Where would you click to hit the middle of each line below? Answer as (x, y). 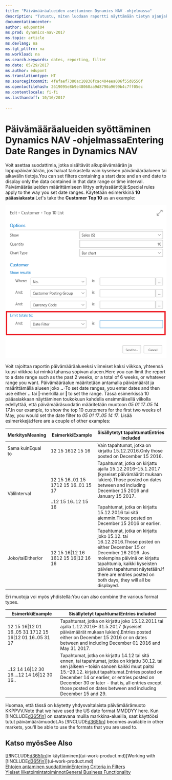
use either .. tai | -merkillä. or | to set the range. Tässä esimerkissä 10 (77, 394)
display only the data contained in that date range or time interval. (75, 182)
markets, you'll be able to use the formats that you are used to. (71, 727)
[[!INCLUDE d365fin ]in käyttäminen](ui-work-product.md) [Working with (80, 755)
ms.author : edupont (26, 70)
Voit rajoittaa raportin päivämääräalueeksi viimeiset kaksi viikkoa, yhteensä (84, 366)
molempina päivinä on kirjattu (128, 558)
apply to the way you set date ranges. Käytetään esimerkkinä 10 (73, 192)
